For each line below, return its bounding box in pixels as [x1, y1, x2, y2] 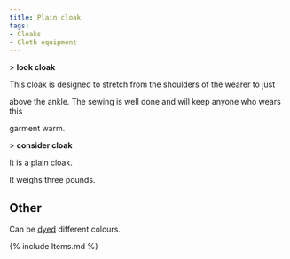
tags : [9, 21, 29, 30]
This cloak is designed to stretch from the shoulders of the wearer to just [9, 79, 276, 90]
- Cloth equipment [9, 37, 77, 47]
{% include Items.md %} [9, 241, 99, 252]
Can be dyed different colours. [9, 224, 121, 235]
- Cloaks [9, 29, 42, 38]
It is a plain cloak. [9, 157, 73, 169]
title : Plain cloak [9, 12, 82, 22]
